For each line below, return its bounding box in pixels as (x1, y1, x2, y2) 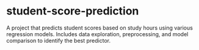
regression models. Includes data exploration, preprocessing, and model (6, 30, 189, 37)
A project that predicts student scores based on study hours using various (6, 24, 194, 31)
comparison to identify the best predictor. (6, 37, 111, 44)
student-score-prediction (6, 4, 139, 18)
